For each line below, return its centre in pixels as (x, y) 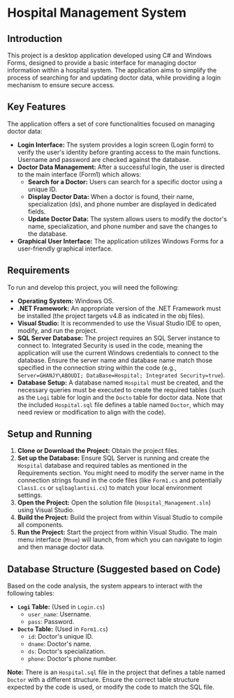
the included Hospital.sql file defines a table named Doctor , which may (120, 404)
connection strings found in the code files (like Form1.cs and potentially (119, 480)
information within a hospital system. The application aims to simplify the (112, 70)
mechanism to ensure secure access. (61, 85)
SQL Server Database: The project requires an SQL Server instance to (118, 338)
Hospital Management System (97, 13)
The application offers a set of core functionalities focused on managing (111, 124)
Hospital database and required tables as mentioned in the (102, 466)
